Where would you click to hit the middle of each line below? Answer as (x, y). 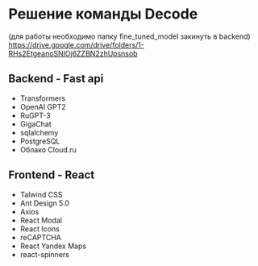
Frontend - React (52, 175)
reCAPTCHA (41, 237)
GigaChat (36, 124)
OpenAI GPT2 (43, 106)
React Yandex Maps (53, 246)
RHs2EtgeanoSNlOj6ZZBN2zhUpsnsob (73, 53)
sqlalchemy (39, 132)
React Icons (40, 229)
